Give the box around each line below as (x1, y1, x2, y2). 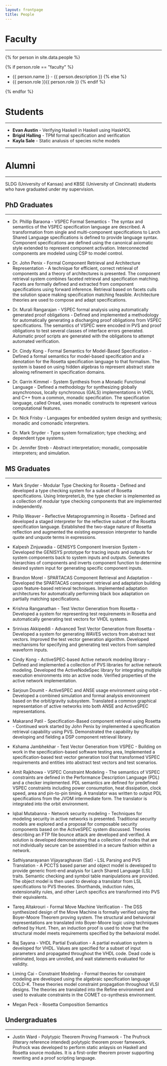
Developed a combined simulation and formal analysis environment (12, 692, 150, 698)
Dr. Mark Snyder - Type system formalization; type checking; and (12, 430, 147, 436)
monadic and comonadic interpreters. (12, 420, 90, 426)
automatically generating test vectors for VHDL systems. (12, 616, 128, 622)
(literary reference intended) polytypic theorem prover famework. (12, 1039, 147, 1045)
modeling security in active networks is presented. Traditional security (12, 816, 157, 822)
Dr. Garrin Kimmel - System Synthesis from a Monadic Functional (12, 379, 146, 385)
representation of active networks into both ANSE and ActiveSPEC (12, 703, 149, 709)
